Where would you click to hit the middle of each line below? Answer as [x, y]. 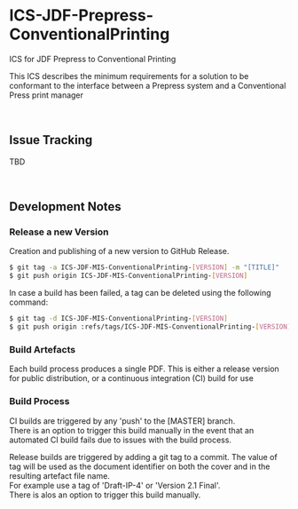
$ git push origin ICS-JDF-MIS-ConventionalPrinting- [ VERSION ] [129, 276]
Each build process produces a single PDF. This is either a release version [144, 369]
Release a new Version [59, 232]
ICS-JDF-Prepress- [81, 16]
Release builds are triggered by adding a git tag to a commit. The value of [143, 457]
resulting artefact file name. [60, 475]
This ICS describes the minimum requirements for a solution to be [129, 76]
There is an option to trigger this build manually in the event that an [132, 430]
